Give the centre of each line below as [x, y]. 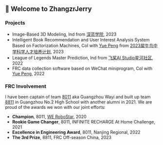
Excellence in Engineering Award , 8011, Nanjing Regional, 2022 [76, 132]
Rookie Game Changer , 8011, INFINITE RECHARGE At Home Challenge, [84, 122]
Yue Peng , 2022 [28, 73]
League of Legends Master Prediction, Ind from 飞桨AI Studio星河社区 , [82, 58]
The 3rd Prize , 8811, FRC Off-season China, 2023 [62, 137]
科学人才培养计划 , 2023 [40, 51]
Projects [15, 23]
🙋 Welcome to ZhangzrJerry [48, 9]
